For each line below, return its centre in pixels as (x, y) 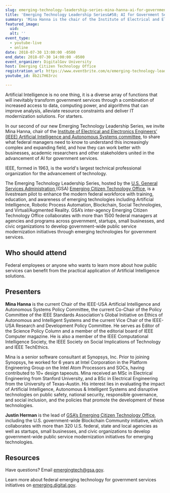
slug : (11, 10)
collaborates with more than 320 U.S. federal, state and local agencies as (81, 426)
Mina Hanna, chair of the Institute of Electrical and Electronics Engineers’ (81, 131)
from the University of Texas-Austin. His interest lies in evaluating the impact (85, 384)
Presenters (23, 292)
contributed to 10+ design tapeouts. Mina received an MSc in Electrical (79, 373)
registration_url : (25, 71)
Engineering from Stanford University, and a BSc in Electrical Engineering (81, 378)
